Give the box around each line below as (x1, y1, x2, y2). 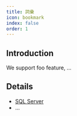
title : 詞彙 (6, 8, 34, 15)
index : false (6, 20, 39, 26)
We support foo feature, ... (6, 64, 72, 71)
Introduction (6, 48, 54, 58)
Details (6, 82, 33, 92)
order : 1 (6, 25, 28, 32)
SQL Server (14, 97, 44, 105)
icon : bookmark (6, 14, 45, 21)
